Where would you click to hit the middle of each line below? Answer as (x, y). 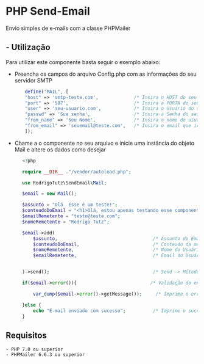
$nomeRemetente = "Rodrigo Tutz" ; (66, 222)
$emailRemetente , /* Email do (108, 256)
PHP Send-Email (48, 11)
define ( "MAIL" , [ (47, 92)
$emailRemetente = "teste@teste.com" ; (71, 216)
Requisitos (26, 335)
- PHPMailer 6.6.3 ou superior (45, 355)
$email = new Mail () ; (49, 194)
